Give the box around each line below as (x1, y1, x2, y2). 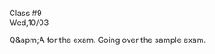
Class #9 (9, 8, 42, 18)
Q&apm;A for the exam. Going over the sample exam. (9, 35, 207, 45)
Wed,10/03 (9, 17, 49, 28)
